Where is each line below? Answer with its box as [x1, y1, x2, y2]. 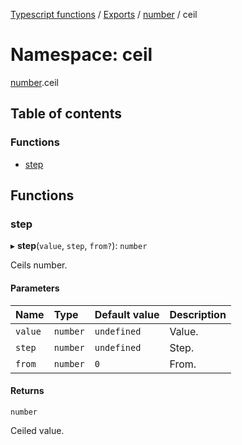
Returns [10, 385, 45, 397]
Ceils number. [10, 259, 68, 271]
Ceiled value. [10, 424, 65, 436]
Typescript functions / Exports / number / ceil [10, 9, 198, 20]
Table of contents [10, 105, 122, 123]
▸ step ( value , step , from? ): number [10, 240, 148, 252]
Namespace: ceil [10, 44, 153, 66]
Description [169, 307, 227, 321]
